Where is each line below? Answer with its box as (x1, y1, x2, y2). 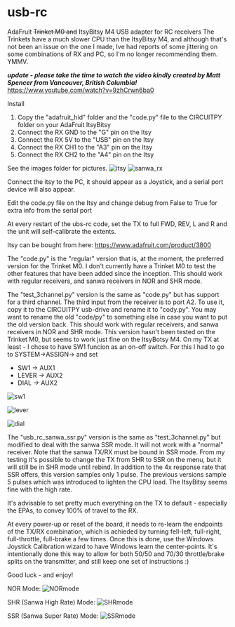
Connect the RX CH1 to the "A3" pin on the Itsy (17, 143, 153, 151)
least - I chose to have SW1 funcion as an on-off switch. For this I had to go (7, 342, 224, 351)
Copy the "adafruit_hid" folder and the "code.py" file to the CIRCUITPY (17, 113, 222, 121)
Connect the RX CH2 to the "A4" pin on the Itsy (17, 150, 154, 159)
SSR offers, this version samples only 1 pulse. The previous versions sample (7, 470, 227, 478)
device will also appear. (7, 185, 75, 193)
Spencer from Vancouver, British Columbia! (7, 78, 137, 86)
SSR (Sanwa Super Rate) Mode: (7, 612, 99, 620)
